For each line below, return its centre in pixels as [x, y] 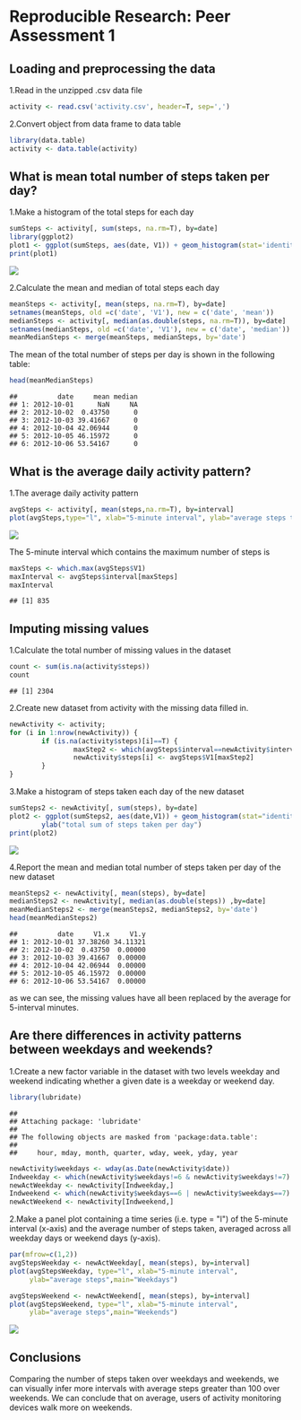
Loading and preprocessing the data [112, 69]
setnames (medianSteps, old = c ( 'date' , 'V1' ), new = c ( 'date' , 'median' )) [150, 329]
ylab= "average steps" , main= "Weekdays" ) [103, 1280]
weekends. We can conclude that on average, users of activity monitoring [146, 1398]
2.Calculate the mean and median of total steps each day [114, 287]
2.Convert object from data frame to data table [95, 124]
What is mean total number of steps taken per [140, 177]
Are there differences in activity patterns [125, 1035]
